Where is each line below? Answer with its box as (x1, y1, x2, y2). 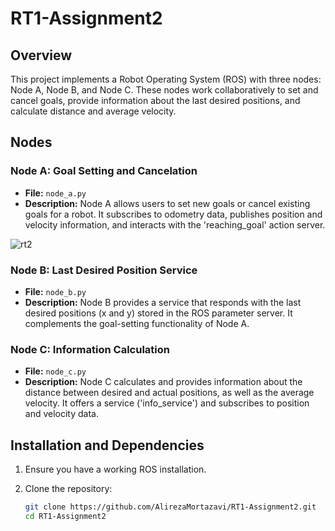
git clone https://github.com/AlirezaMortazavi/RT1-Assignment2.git (24, 502, 317, 512)
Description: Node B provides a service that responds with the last (24, 296, 302, 308)
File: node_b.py (24, 285, 87, 297)
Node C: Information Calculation (10, 342, 170, 356)
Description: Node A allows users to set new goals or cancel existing (24, 197, 311, 209)
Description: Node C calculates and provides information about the (24, 376, 303, 388)
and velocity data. (24, 408, 100, 420)
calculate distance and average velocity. (10, 105, 177, 117)
